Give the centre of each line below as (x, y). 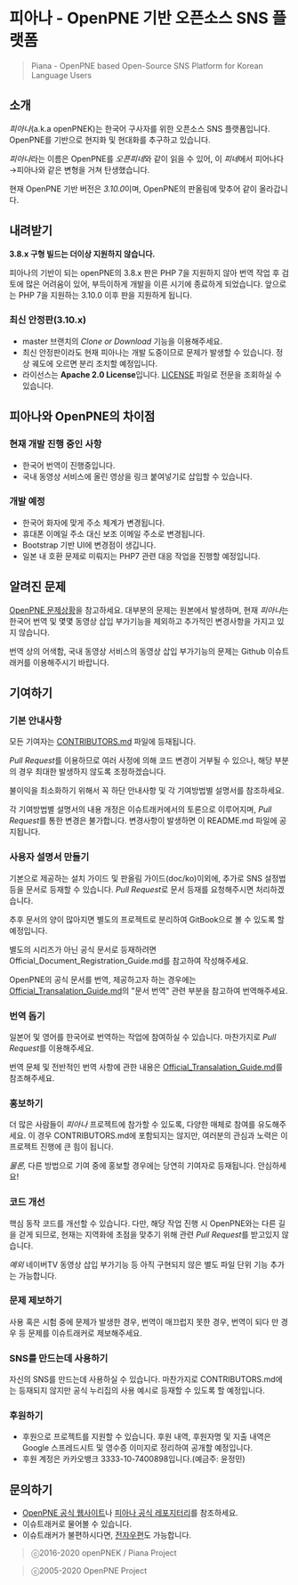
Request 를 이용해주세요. (52, 1048)
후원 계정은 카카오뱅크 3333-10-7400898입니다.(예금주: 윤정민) (134, 1459)
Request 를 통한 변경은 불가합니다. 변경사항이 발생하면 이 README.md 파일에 (143, 821)
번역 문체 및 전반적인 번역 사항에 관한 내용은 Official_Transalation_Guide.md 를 (146, 1067)
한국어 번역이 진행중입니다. (68, 465)
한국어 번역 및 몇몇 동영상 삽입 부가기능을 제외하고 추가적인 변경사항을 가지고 (142, 621)
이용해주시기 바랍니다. (71, 662)
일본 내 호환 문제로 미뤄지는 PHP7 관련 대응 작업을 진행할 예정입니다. (141, 556)
